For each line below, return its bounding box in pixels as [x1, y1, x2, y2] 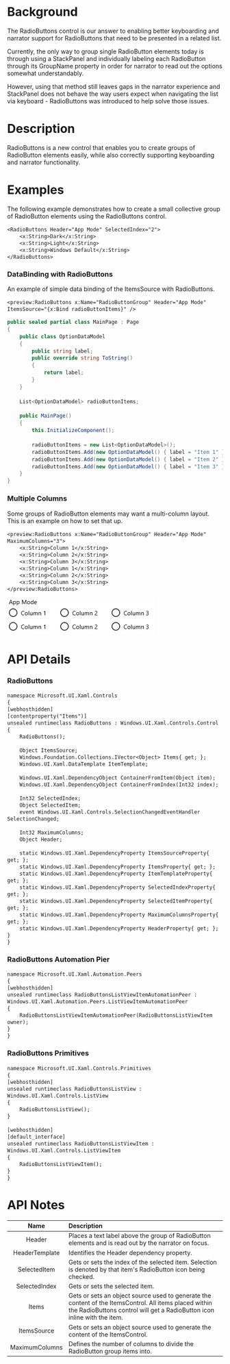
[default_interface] [7, 1133, 66, 1140]
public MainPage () [19, 412, 72, 420]
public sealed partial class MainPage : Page [7, 319, 139, 326]
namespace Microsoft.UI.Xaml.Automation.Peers [7, 971, 142, 978]
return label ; [43, 369, 84, 377]
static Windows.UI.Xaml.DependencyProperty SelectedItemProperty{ [19, 898, 213, 905]
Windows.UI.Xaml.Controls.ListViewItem [7, 1147, 121, 1154]
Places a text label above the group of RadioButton [68, 1232, 211, 1240]
